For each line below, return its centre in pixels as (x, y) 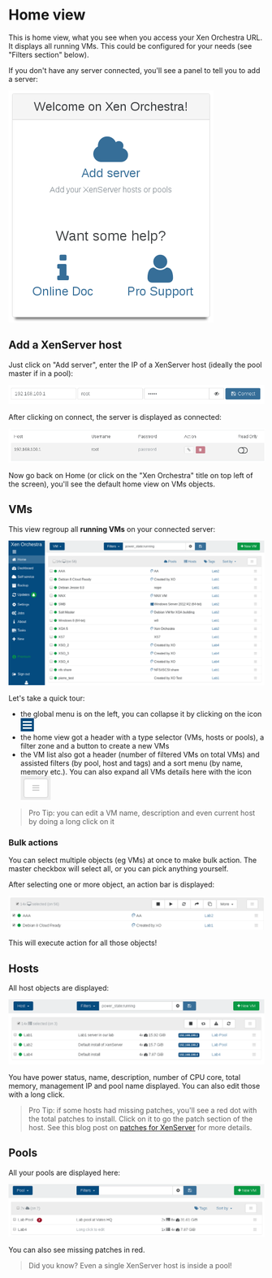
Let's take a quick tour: (47, 698)
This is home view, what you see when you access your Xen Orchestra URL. (135, 37)
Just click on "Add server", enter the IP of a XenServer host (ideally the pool (135, 365)
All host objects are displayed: (59, 987)
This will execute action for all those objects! (83, 943)
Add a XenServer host (65, 345)
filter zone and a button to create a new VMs (95, 745)
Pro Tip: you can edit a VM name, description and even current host (142, 813)
